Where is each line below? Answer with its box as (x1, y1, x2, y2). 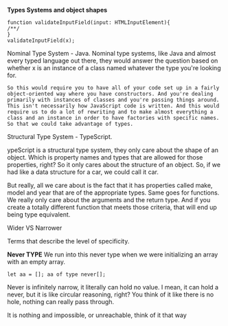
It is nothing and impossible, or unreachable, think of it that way (7, 311, 187, 319)
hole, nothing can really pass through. (7, 298, 115, 305)
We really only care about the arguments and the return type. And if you (7, 196, 211, 204)
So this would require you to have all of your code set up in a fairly (7, 85, 220, 91)
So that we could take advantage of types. (7, 120, 134, 127)
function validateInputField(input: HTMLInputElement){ (7, 19, 170, 26)
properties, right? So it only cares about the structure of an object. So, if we (7, 161, 221, 169)
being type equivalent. (7, 210, 71, 219)
